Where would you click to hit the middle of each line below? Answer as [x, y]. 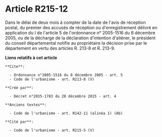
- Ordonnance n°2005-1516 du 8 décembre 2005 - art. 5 [66, 75]
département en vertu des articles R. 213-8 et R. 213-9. [60, 48]
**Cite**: [15, 67]
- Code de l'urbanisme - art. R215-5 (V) [52, 130]
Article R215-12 [36, 9]
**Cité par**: [19, 122]
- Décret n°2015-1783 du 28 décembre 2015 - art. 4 [63, 96]
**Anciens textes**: [26, 105]
